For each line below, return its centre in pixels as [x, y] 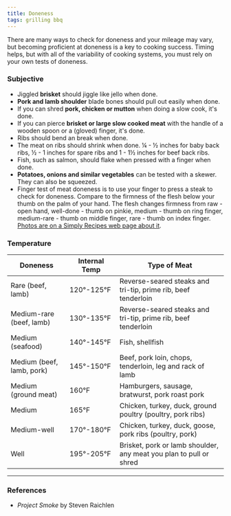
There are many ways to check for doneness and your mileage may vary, [110, 39]
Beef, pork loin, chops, [156, 358]
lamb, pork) [29, 370]
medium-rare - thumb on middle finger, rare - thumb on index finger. [114, 218]
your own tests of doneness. [47, 61]
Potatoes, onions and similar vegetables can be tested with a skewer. [117, 174]
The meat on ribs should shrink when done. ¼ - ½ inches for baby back [118, 145]
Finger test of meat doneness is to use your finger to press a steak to [115, 189]
